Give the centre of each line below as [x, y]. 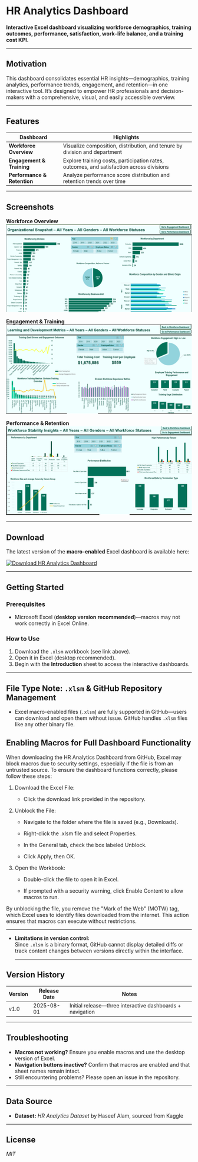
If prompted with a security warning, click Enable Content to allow [103, 891]
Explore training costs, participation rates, [113, 160]
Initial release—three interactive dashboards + [126, 1006]
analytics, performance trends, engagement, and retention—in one [87, 85]
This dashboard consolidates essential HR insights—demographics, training [98, 78]
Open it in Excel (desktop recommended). [65, 658]
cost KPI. [17, 40]
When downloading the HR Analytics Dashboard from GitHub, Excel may [94, 757]
